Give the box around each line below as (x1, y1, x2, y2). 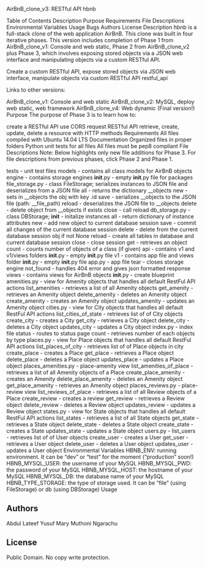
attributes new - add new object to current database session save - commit (6, 220, 196, 226)
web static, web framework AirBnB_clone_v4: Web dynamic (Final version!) (6, 105, 195, 112)
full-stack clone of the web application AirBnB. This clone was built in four (6, 30, 193, 37)
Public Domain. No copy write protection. (6, 554, 110, 561)
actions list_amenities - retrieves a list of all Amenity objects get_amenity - (6, 284, 194, 291)
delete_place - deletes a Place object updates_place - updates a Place (6, 356, 184, 363)
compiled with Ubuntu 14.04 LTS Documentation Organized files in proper (6, 136, 192, 143)
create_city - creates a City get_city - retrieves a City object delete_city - (6, 317, 190, 324)
